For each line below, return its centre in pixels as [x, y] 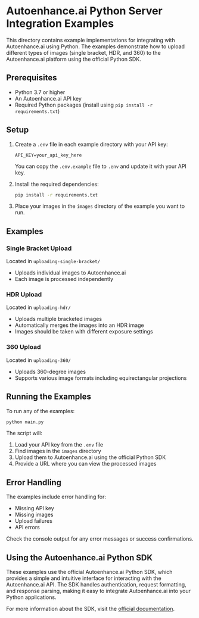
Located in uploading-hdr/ [39, 307]
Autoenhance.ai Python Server [84, 11]
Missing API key [35, 508]
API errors [27, 528]
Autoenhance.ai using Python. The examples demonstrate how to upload [95, 46]
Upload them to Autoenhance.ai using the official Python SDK [90, 457]
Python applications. [31, 597]
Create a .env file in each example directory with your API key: [91, 144]
